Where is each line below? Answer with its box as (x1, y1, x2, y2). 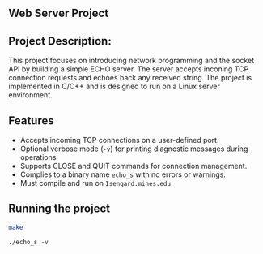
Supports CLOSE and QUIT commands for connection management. (19, 161, 248, 171)
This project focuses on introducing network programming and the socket (8, 56, 255, 66)
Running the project (8, 202, 111, 216)
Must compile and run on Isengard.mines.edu (19, 179, 172, 188)
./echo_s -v (8, 238, 49, 246)
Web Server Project (8, 6, 109, 20)
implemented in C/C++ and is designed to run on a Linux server (8, 81, 220, 92)
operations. (19, 153, 59, 162)
